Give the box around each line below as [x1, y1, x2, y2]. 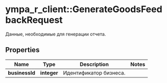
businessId [8, 69, 36, 76]
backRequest [5, 14, 63, 26]
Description [80, 61, 109, 68]
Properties [5, 46, 40, 54]
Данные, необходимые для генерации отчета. [5, 31, 106, 37]
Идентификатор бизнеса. [63, 69, 126, 76]
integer [40, 69, 59, 76]
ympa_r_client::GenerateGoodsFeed [5, 4, 162, 15]
